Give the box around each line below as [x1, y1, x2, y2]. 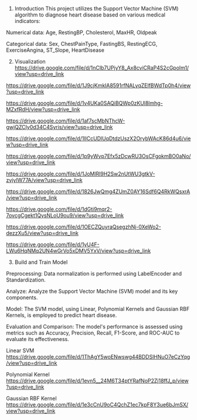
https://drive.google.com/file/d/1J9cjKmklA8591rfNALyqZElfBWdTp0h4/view [6, 82, 191, 89]
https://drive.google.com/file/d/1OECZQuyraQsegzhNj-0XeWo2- [6, 223, 161, 230]
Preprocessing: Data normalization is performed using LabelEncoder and [6, 270, 182, 277]
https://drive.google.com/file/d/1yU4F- [6, 241, 100, 248]
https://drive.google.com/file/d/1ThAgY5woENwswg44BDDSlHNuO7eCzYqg [6, 353, 191, 360]
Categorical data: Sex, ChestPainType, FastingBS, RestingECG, [6, 41, 158, 47]
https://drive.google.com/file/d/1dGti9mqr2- [6, 206, 113, 213]
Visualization [14, 58, 46, 65]
